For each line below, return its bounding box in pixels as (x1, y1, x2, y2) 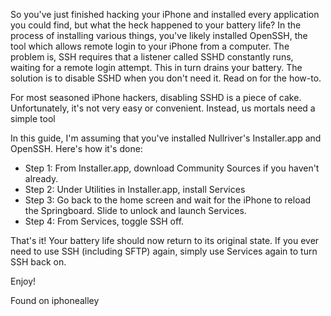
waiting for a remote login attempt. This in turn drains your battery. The (10, 62, 303, 73)
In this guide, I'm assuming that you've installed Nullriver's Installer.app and (10, 132, 322, 144)
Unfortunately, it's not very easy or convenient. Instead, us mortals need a (10, 102, 316, 114)
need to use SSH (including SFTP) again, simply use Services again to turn (10, 245, 318, 257)
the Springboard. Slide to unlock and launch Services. (24, 205, 247, 216)
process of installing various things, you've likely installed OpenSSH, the (10, 30, 308, 41)
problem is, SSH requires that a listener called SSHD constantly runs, (10, 51, 294, 63)
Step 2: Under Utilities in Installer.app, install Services (24, 184, 246, 195)
